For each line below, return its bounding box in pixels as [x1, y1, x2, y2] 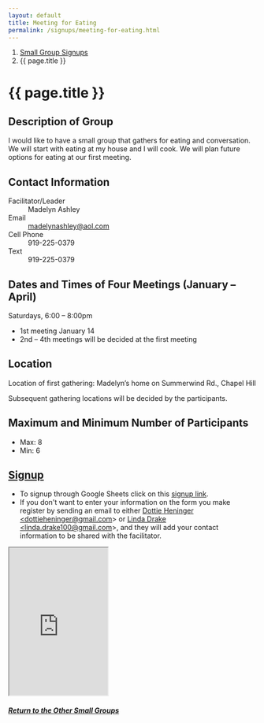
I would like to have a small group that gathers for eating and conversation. [8, 135, 251, 146]
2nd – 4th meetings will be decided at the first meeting [19, 335, 197, 343]
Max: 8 [19, 437, 43, 447]
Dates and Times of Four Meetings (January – [8, 277, 236, 291]
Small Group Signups [19, 48, 88, 57]
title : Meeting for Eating [8, 19, 97, 27]
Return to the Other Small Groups [8, 706, 120, 715]
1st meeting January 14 [19, 326, 95, 336]
